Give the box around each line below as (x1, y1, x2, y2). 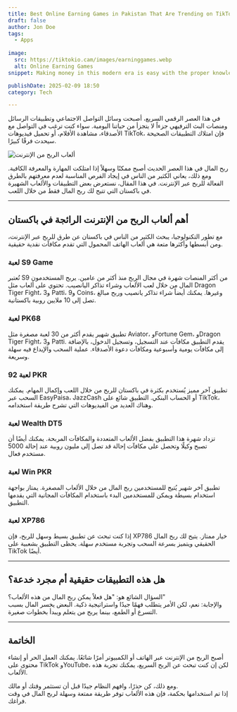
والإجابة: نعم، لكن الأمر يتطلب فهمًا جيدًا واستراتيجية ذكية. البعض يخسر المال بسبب (8, 600, 222, 608)
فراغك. (8, 696, 27, 706)
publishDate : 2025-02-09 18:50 (8, 82, 100, 89)
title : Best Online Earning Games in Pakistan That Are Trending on (8, 10, 213, 18)
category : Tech (8, 89, 53, 96)
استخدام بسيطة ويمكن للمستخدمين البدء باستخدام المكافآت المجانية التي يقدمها (8, 490, 215, 499)
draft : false (8, 17, 46, 24)
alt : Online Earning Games (14, 63, 94, 70)
